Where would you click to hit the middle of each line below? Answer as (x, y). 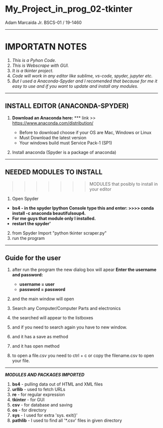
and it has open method (36, 346)
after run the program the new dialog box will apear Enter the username (84, 270)
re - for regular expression (38, 395)
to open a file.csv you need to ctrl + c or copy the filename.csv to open (83, 356)
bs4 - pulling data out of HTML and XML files (57, 384)
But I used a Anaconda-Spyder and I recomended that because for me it (85, 81)
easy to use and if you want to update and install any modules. (75, 86)
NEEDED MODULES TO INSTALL (54, 172)
